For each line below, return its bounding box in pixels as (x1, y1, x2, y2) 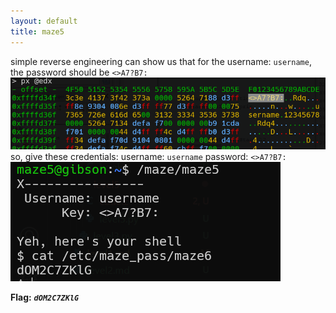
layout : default (10, 16, 78, 26)
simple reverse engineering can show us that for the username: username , (10, 55, 312, 67)
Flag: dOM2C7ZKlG (10, 291, 80, 304)
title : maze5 (10, 26, 65, 37)
